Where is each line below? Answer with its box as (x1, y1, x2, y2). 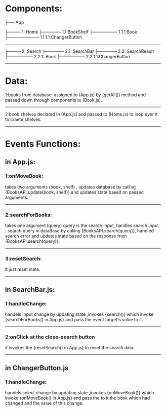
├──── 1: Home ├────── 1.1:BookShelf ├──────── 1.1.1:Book (5, 29, 137, 35)
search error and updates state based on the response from (5, 233, 127, 239)
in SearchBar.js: (5, 285, 55, 294)
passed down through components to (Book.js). (5, 97, 102, 103)
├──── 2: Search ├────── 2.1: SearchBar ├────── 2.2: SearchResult (5, 48, 154, 54)
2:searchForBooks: (5, 211, 52, 218)
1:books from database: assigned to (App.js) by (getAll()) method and (5, 92, 146, 98)
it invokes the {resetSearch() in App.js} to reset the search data (5, 345, 133, 351)
